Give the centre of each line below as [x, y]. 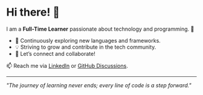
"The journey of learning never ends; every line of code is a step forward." [99, 85]
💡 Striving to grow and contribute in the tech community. [85, 47]
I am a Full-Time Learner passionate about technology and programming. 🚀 [100, 29]
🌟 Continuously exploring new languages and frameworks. [88, 40]
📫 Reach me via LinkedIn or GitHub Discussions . [67, 66]
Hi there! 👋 [33, 12]
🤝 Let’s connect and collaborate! [55, 54]
